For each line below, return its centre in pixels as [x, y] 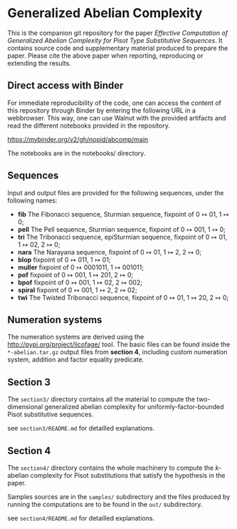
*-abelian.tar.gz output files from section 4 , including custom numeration [117, 352]
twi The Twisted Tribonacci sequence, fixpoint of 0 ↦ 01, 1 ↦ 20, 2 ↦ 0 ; [123, 297]
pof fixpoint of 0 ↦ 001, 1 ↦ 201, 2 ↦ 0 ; [75, 274]
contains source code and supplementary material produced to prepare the [118, 48]
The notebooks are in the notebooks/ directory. [77, 153]
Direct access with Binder [65, 86]
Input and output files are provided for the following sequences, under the [116, 192]
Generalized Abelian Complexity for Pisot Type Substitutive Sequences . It [115, 40]
